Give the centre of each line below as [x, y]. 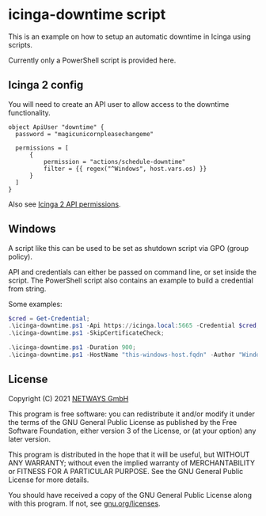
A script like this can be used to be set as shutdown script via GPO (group [129, 248]
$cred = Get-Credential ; [49, 318]
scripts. [21, 44]
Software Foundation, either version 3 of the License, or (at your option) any [132, 431]
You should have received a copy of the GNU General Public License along [130, 495]
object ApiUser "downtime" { [56, 127]
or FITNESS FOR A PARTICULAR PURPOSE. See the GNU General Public [126, 471]
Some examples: [35, 304]
